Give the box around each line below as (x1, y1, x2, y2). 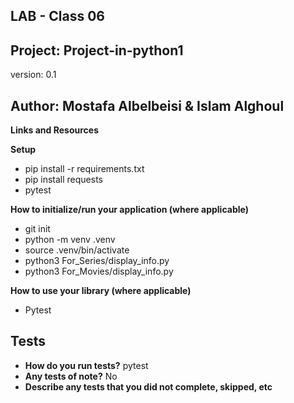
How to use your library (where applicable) (10, 285, 192, 297)
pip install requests (24, 174, 103, 186)
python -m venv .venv (24, 234, 116, 246)
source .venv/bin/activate (24, 244, 130, 256)
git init (24, 223, 51, 235)
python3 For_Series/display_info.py (24, 255, 170, 267)
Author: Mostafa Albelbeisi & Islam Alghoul (10, 97, 285, 114)
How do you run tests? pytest (24, 359, 149, 371)
